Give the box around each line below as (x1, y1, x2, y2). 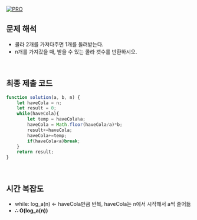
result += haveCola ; (27, 127, 73, 133)
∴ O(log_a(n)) (14, 206, 48, 214)
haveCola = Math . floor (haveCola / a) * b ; (27, 122, 123, 128)
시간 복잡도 (6, 184, 44, 194)
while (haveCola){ (17, 111, 60, 117)
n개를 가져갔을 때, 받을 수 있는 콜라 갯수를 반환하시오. (14, 48, 137, 55)
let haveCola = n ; (17, 100, 62, 106)
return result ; (17, 149, 54, 155)
